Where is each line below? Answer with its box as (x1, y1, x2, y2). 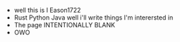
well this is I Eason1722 (13, 6, 81, 14)
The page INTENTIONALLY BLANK (13, 21, 115, 29)
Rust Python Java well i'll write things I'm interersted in (13, 13, 174, 22)
